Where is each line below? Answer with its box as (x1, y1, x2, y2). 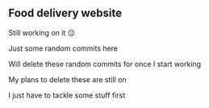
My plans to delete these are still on (8, 74, 127, 84)
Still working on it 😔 (8, 27, 75, 37)
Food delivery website (8, 6, 123, 20)
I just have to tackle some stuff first (8, 90, 126, 100)
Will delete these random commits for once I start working (8, 59, 202, 69)
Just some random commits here (8, 44, 119, 53)
